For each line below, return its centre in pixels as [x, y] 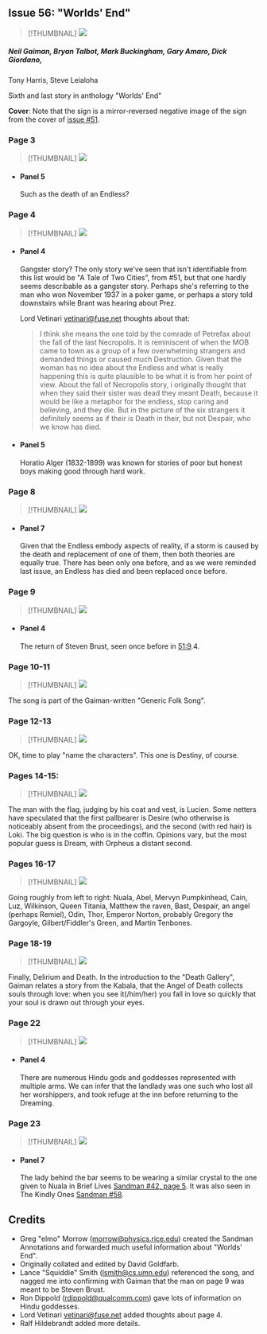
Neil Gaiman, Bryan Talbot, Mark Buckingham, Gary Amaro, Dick [118, 52]
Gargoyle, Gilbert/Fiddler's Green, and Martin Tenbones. [100, 923]
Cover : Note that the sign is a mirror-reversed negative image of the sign [128, 111]
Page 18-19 [30, 944]
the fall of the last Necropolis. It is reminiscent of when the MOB [144, 342]
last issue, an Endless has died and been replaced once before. [124, 571]
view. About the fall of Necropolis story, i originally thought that [143, 384]
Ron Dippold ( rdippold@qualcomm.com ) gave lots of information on [130, 1298]
